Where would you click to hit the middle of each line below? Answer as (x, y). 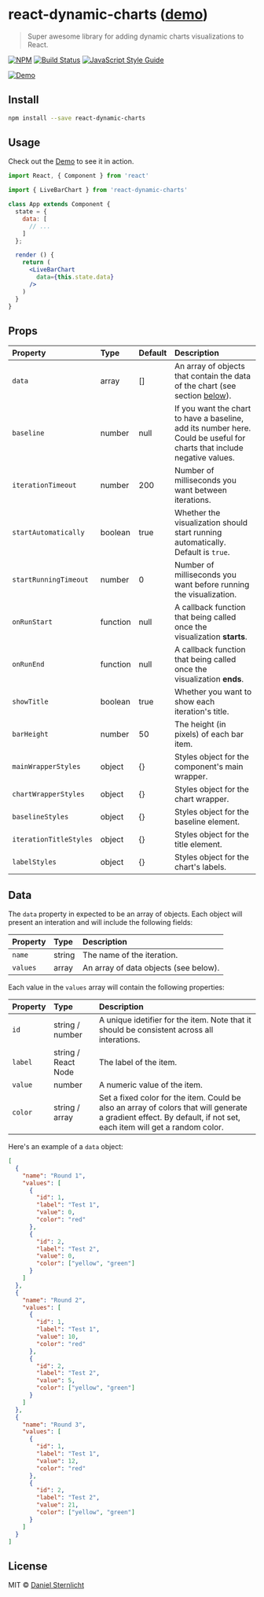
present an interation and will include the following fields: (101, 922)
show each (194, 702)
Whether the (197, 513)
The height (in (200, 724)
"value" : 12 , (58, 1461)
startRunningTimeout (50, 580)
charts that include (209, 448)
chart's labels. (200, 867)
